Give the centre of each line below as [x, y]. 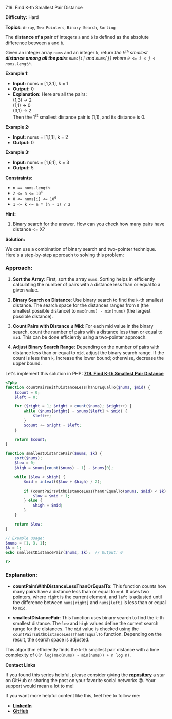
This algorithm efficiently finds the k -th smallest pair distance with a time [82, 650]
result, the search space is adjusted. [51, 640]
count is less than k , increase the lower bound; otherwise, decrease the [88, 358]
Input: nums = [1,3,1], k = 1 [40, 83]
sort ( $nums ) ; [28, 458]
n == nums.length [31, 188]
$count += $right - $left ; [53, 425]
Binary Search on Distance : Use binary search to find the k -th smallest [88, 300]
